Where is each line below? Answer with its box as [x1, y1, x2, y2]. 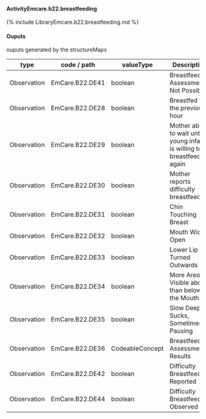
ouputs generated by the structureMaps [6, 46, 107, 53]
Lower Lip [169, 246, 198, 254]
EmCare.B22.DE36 [51, 344, 105, 353]
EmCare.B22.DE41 [51, 78, 105, 87]
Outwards [169, 261, 198, 270]
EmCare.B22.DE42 [51, 369, 105, 378]
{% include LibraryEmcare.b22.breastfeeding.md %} [6, 18, 139, 26]
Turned [169, 253, 191, 262]
